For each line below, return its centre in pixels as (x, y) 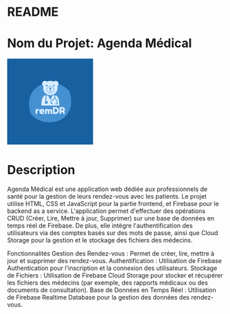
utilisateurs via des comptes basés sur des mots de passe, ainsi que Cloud (113, 233)
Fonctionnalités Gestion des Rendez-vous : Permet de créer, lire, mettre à (111, 254)
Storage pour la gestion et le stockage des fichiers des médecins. (100, 240)
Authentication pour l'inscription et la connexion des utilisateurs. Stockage (112, 268)
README (33, 12)
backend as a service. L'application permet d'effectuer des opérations (106, 211)
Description (41, 170)
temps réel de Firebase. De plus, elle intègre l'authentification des (100, 226)
